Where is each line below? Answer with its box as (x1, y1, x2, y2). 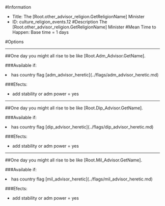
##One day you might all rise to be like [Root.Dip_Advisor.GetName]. (5, 105, 143, 111)
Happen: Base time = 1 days (12, 29, 69, 35)
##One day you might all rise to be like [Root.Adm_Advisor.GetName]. (5, 53, 146, 58)
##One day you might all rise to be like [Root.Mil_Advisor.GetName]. (5, 157, 142, 163)
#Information (5, 4, 31, 10)
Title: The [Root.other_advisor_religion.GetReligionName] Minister (12, 14, 145, 19)
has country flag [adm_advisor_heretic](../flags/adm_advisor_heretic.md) (11, 72, 159, 77)
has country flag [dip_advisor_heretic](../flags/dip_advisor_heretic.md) (11, 124, 154, 129)
